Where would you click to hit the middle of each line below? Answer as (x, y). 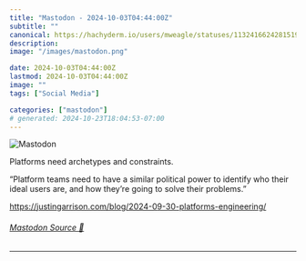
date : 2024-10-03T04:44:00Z (63, 68)
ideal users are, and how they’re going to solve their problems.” (128, 189)
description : (34, 43)
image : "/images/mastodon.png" (69, 52)
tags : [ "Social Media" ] (55, 93)
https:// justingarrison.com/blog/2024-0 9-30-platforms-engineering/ (138, 206)
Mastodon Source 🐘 (47, 227)
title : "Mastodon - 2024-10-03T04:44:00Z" (91, 18)
